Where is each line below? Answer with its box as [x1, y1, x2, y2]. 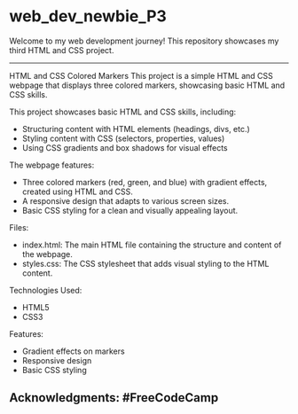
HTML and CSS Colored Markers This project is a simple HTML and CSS [9, 70, 273, 81]
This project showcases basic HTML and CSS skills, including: [9, 106, 237, 117]
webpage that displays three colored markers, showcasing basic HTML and [9, 80, 286, 90]
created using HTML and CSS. [21, 186, 133, 197]
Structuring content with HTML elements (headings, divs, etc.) [21, 123, 250, 134]
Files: [9, 222, 29, 232]
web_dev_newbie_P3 [9, 6, 167, 27]
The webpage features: [9, 160, 95, 170]
